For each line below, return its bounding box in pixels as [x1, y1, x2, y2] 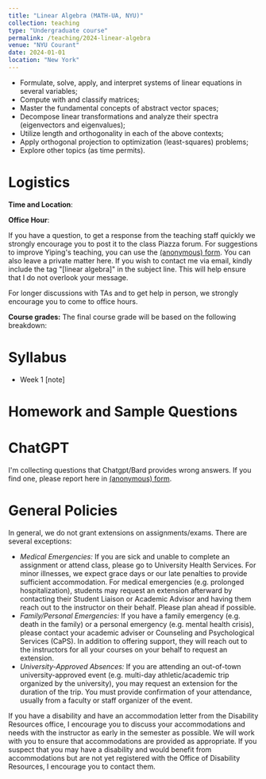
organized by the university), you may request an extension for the [19, 678, 238, 688]
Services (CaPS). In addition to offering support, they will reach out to [19, 636, 248, 645]
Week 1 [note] [19, 375, 65, 384]
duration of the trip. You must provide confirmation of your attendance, [19, 687, 253, 696]
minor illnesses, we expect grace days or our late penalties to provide [19, 568, 248, 578]
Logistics [8, 173, 70, 192]
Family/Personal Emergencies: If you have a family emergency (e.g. [19, 610, 241, 621]
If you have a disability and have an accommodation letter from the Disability [8, 711, 259, 720]
